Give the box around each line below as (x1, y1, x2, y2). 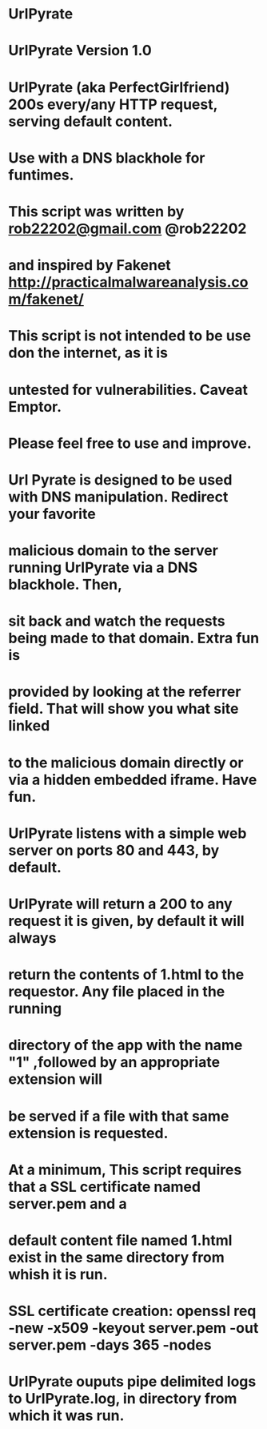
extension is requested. (8, 1124, 169, 1142)
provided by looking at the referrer (8, 682, 241, 701)
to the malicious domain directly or (8, 754, 244, 771)
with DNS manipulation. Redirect (8, 488, 229, 505)
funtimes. (8, 166, 74, 184)
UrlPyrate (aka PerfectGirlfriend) (8, 78, 230, 96)
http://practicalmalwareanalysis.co (8, 273, 249, 292)
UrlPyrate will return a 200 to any (8, 895, 233, 913)
